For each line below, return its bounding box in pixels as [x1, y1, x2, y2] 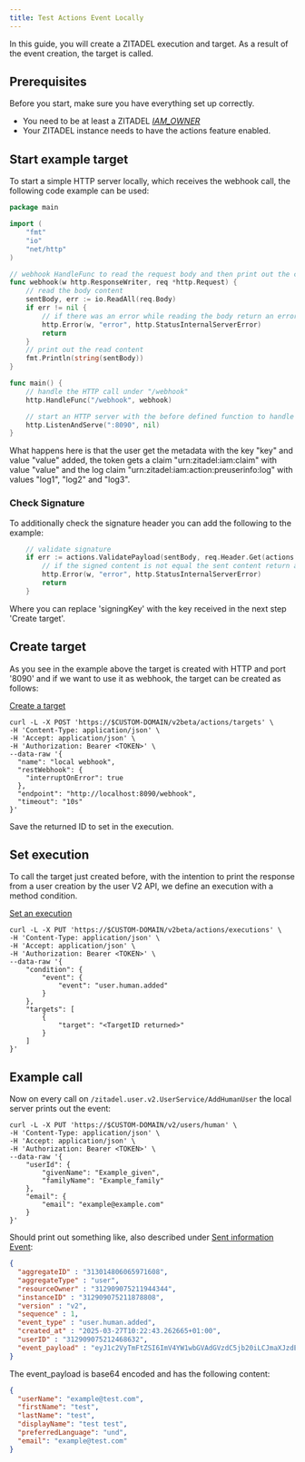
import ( [9, 220, 43, 229]
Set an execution [9, 908, 73, 919]
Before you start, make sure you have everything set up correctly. [9, 98, 255, 109]
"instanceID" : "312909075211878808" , [17, 1292, 165, 1302]
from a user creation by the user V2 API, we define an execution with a [9, 881, 274, 892]
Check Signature [9, 496, 85, 509]
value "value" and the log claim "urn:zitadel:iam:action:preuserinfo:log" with [9, 465, 293, 476]
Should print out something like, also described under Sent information [9, 1231, 274, 1243]
